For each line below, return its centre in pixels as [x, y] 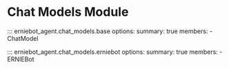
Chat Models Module [68, 12]
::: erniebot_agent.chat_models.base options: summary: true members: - [110, 31]
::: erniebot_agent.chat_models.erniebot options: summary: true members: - [115, 52]
